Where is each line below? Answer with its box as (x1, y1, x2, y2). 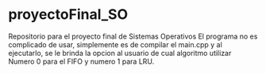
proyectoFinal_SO (8, 6, 129, 24)
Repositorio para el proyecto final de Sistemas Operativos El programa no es (8, 31, 258, 41)
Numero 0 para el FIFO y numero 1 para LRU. (8, 57, 155, 66)
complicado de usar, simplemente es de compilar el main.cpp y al (8, 39, 222, 49)
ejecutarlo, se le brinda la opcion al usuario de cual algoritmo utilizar (8, 48, 232, 57)
